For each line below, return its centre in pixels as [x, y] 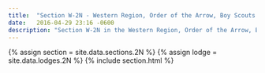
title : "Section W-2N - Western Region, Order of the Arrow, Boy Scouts [132, 15]
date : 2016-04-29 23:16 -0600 [61, 23]
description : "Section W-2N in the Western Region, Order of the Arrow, [130, 30]
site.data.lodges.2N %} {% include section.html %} [91, 60]
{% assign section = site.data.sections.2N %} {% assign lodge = [113, 53]
